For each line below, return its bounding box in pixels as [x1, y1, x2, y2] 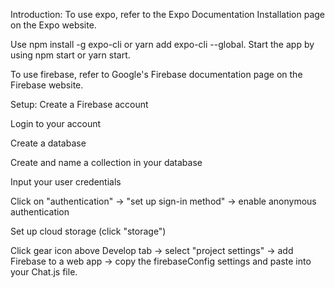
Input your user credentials [10, 176, 122, 188]
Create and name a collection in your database [10, 157, 203, 168]
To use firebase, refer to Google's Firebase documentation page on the [10, 69, 303, 80]
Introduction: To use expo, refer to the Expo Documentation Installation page [10, 9, 326, 20]
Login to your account [10, 118, 102, 129]
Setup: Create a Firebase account [10, 99, 149, 110]
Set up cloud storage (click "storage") [10, 225, 167, 237]
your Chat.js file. [10, 266, 78, 278]
